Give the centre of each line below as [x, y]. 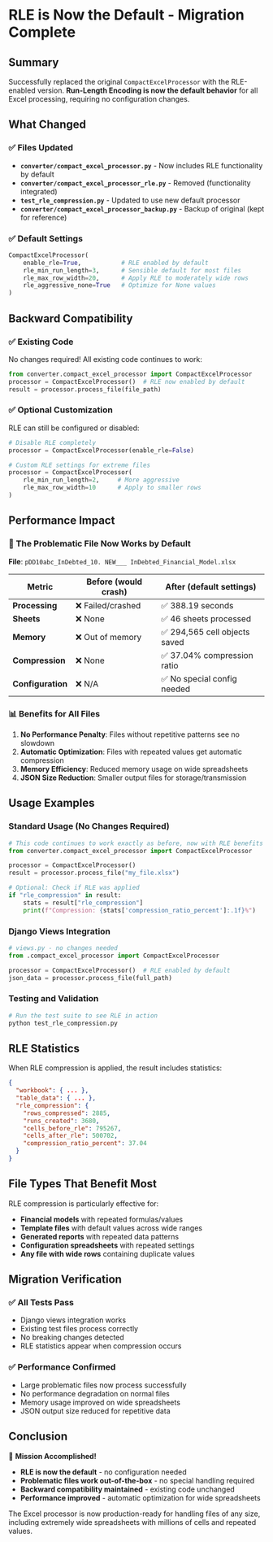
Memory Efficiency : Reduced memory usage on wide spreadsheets [134, 769]
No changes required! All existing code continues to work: [106, 359]
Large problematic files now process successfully [103, 1385]
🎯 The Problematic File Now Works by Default [100, 544]
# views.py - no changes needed [63, 948]
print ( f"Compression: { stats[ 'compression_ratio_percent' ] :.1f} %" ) [139, 910]
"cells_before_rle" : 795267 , [72, 1128]
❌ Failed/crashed [108, 605]
